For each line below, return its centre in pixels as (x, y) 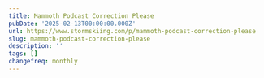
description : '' (36, 46)
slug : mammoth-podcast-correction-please (80, 39)
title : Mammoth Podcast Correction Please (81, 16)
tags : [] (23, 54)
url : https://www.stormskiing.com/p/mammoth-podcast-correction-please (132, 31)
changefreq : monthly (43, 62)
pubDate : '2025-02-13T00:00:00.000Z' (72, 24)
